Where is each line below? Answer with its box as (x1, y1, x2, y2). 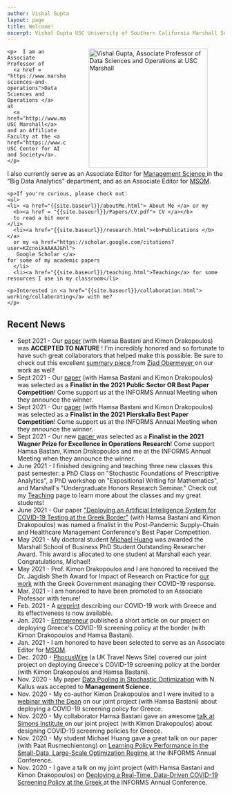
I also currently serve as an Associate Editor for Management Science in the (7, 170, 223, 178)
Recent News (7, 318, 66, 330)
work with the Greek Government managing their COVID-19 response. (17, 580, 216, 588)
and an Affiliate (7, 127, 57, 134)
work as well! (17, 366, 55, 375)
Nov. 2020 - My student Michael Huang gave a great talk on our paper (17, 734, 217, 742)
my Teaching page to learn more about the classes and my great (17, 491, 202, 499)
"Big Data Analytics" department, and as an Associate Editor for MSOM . (7, 177, 212, 186)
